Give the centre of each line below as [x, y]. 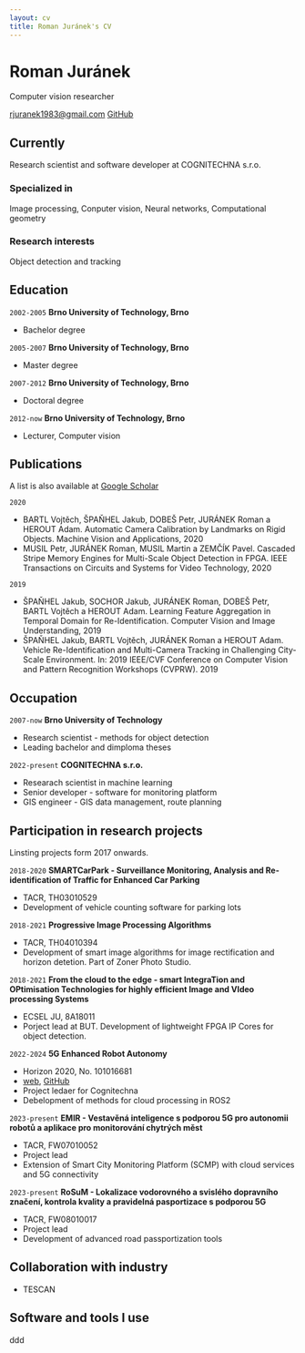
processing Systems [49, 999]
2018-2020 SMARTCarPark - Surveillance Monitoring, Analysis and [137, 870]
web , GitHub [46, 1081]
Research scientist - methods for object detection [116, 738]
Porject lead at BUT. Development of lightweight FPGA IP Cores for [148, 1027]
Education [39, 290]
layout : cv [30, 18]
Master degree [51, 364]
